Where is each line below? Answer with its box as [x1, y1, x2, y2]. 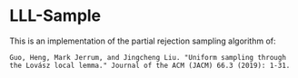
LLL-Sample [9, 5, 102, 26]
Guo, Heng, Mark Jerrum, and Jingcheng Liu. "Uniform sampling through [9, 53, 286, 62]
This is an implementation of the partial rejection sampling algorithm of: [9, 35, 276, 46]
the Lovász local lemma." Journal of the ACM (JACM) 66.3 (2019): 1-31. [9, 61, 291, 70]
